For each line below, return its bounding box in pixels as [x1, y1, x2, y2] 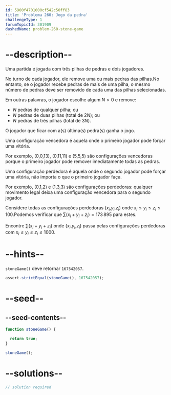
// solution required [5, 384, 52, 390]
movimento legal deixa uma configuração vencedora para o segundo [5, 189, 151, 195]
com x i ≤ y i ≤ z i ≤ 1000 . [5, 229, 56, 237]
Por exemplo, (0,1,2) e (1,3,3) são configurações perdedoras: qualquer [5, 184, 153, 190]
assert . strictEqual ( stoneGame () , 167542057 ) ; [5, 276, 104, 281]
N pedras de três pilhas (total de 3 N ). [12, 118, 91, 124]
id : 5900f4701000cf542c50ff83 [5, 7, 70, 13]
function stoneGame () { [5, 327, 56, 332]
